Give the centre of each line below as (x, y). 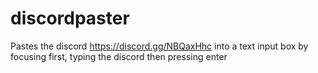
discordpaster (70, 18)
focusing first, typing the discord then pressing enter (119, 56)
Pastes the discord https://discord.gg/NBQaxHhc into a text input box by (159, 46)
